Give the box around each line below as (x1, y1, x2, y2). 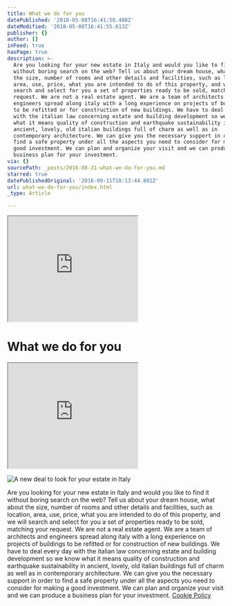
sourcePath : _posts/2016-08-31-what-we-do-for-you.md (7, 164, 166, 171)
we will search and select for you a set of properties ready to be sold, (7, 518, 205, 526)
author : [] (7, 36, 39, 43)
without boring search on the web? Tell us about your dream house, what (7, 495, 215, 504)
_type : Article (7, 190, 51, 197)
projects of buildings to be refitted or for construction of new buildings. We (7, 540, 220, 548)
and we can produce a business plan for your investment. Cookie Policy (7, 591, 211, 600)
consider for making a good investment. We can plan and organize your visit (7, 584, 224, 592)
